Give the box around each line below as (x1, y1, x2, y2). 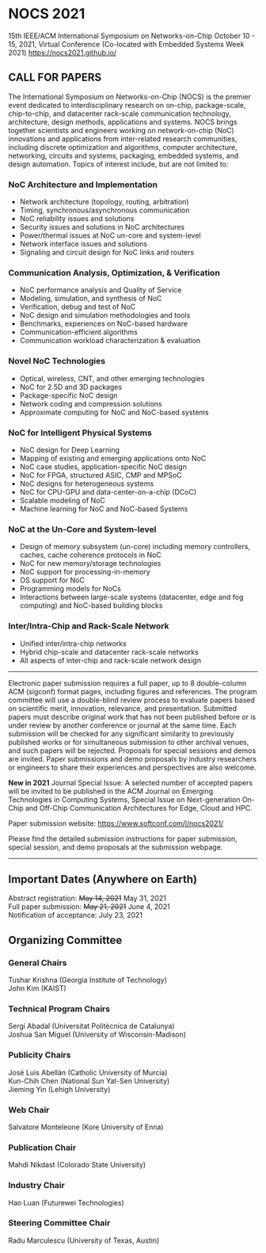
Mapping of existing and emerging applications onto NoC (19, 453, 207, 463)
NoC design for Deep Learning (19, 445, 120, 454)
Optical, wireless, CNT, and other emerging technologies (19, 373, 205, 383)
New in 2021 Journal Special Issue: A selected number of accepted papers (8, 777, 253, 787)
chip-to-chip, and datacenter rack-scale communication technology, (8, 109, 232, 118)
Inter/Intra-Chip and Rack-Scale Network (8, 621, 169, 632)
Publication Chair (8, 1142, 77, 1153)
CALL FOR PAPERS (8, 71, 102, 84)
